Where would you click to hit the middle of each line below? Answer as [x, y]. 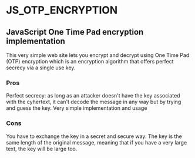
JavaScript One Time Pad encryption [75, 32]
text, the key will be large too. [42, 149]
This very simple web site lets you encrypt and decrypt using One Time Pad [98, 55]
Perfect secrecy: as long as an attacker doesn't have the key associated [93, 96]
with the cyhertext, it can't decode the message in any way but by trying [94, 102]
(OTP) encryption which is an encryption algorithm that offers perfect [90, 61]
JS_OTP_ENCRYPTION [62, 10]
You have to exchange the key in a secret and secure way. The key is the [94, 136]
